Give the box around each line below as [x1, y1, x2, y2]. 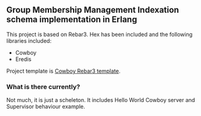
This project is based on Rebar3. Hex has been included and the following [6, 31, 193, 38]
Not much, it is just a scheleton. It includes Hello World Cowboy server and [6, 96, 195, 104]
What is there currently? [6, 82, 81, 91]
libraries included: [6, 37, 52, 45]
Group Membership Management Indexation [6, 5, 180, 15]
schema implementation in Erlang [6, 15, 137, 25]
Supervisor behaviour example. [6, 103, 86, 111]
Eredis [15, 55, 32, 63]
